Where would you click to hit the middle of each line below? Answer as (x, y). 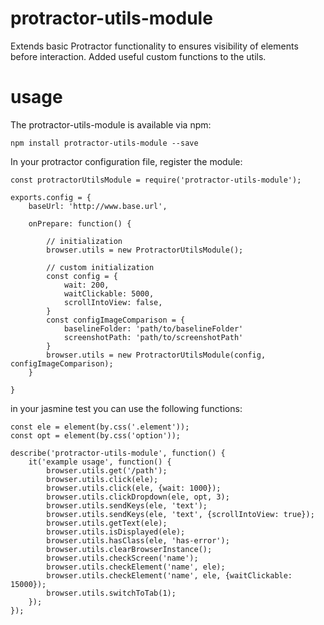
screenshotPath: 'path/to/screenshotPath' (153, 337)
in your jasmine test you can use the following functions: (126, 408)
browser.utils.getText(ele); (107, 523)
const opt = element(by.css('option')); (96, 435)
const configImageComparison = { (116, 320)
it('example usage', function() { (100, 462)
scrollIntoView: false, (113, 302)
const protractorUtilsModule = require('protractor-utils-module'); (156, 180)
